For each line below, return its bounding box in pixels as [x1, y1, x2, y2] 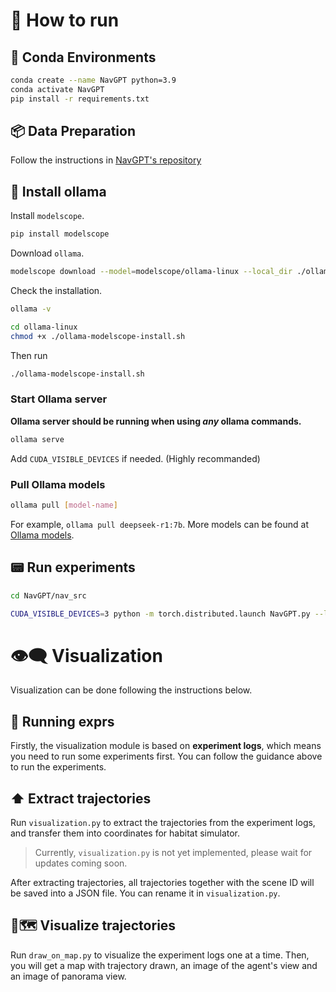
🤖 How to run [10, 9, 120, 32]
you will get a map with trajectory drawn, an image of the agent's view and [10, 959, 318, 971]
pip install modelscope [10, 229, 110, 239]
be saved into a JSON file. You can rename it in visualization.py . [10, 887, 281, 899]
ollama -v [10, 304, 52, 314]
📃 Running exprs [10, 713, 115, 730]
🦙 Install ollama [10, 183, 107, 200]
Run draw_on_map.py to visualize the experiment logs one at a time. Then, [10, 949, 310, 961]
